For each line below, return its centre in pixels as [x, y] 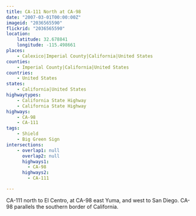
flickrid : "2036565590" [36, 28]
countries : [20, 73]
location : [18, 34]
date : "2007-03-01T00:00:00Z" [44, 17]
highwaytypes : [24, 95]
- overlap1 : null [38, 150]
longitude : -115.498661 [46, 45]
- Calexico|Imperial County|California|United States [85, 56]
